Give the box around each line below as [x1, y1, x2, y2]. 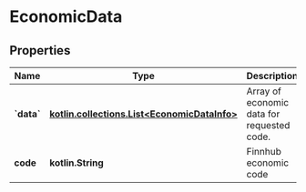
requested [246, 119, 291, 131]
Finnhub [246, 146, 282, 157]
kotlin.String [49, 157, 105, 169]
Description [246, 70, 299, 82]
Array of [246, 85, 282, 97]
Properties [9, 43, 71, 58]
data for [246, 107, 280, 120]
